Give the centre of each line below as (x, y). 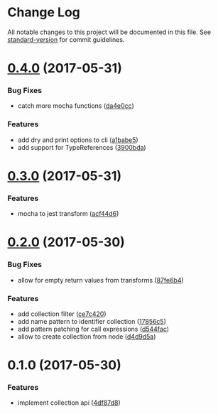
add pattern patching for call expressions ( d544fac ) (93, 329)
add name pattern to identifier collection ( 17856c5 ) (92, 321)
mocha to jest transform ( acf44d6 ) (68, 214)
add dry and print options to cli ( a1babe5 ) (78, 140)
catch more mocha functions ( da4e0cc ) (76, 106)
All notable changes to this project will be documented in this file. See (109, 32)
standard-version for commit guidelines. (66, 39)
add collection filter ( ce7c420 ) (62, 314)
